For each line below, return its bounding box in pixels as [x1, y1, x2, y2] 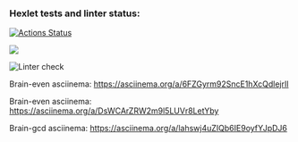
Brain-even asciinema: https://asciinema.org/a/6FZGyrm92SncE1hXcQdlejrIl [9, 79, 289, 89]
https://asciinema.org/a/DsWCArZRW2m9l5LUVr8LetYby [9, 105, 219, 116]
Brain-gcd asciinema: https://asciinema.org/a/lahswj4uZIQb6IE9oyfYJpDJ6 [9, 123, 288, 134]
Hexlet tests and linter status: [9, 7, 140, 20]
